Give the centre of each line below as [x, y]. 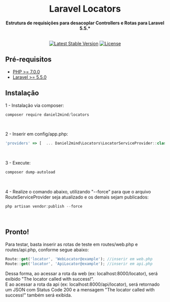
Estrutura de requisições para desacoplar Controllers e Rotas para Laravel [85, 23]
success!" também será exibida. [39, 295]
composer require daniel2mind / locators [47, 115]
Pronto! [17, 232]
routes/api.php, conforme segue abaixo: [47, 250]
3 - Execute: [18, 163]
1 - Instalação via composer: [35, 105]
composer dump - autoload [30, 172]
